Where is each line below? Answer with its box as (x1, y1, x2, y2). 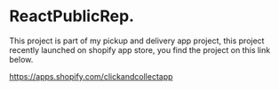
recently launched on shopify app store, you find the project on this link (9, 44, 271, 55)
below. (9, 54, 34, 64)
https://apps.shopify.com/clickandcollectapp (9, 71, 173, 81)
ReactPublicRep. (9, 6, 135, 26)
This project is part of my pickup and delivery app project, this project (9, 35, 265, 46)
